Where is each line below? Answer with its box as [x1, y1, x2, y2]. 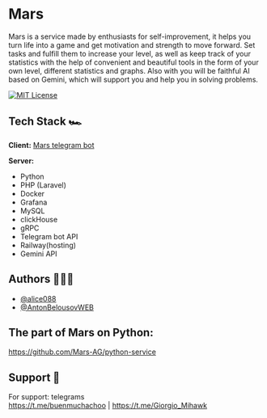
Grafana [19, 197, 48, 207]
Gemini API [19, 248, 58, 259]
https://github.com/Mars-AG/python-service [8, 347, 156, 357]
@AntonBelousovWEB [19, 302, 95, 312]
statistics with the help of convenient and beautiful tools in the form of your [8, 57, 259, 67]
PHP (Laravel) [19, 179, 67, 190]
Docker [19, 188, 45, 198]
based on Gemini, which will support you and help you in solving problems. [8, 74, 259, 84]
